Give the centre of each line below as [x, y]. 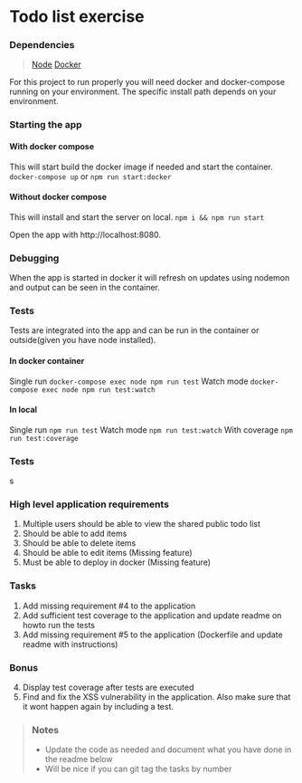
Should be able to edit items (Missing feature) [107, 553]
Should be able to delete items [79, 543]
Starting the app [46, 125]
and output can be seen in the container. [85, 288]
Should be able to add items [75, 534]
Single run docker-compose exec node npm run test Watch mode [129, 381]
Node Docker [56, 64]
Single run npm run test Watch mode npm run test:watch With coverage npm [151, 430]
